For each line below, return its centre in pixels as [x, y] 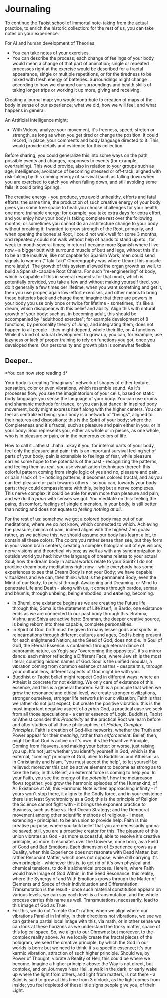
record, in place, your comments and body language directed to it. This [85, 140]
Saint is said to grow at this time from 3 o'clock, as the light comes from [86, 979]
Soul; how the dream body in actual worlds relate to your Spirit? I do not [79, 561]
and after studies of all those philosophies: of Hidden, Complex [77, 724]
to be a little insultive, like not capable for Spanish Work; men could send [80, 255]
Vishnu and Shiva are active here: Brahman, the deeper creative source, [86, 619]
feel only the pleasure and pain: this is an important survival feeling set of [81, 451]
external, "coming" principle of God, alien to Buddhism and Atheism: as [85, 756]
